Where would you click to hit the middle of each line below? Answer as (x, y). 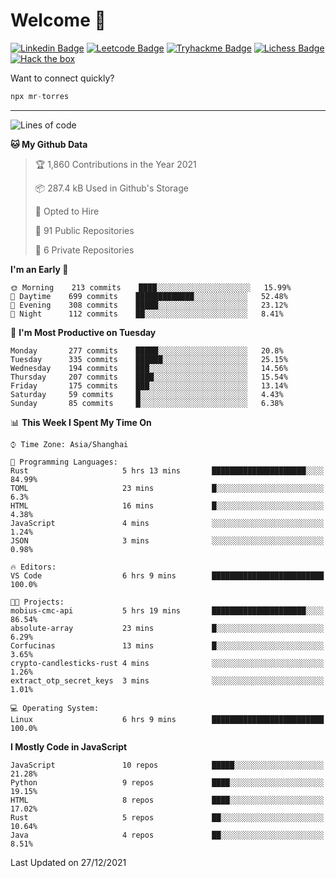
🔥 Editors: (33, 567)
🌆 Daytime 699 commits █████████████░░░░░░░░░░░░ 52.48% (149, 296)
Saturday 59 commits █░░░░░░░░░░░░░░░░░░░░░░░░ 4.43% (147, 394)
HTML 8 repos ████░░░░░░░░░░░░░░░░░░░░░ (167, 800)
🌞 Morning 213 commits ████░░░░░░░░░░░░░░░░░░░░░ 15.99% (151, 287)
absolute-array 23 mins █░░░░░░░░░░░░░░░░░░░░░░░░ (167, 628)
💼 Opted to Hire (67, 211)
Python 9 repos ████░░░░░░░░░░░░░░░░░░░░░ (167, 782)
